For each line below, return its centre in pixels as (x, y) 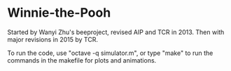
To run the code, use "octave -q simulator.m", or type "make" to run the (110, 53)
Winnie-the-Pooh (59, 13)
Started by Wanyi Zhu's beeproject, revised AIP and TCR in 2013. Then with (116, 32)
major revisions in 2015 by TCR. (52, 39)
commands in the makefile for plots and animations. (82, 60)
